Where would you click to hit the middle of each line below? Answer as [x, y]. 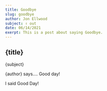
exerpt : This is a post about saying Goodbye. [54, 32]
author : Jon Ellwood [27, 19]
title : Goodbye [21, 10]
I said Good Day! [22, 83]
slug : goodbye [20, 14]
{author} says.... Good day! [33, 74]
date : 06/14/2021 [23, 28]
